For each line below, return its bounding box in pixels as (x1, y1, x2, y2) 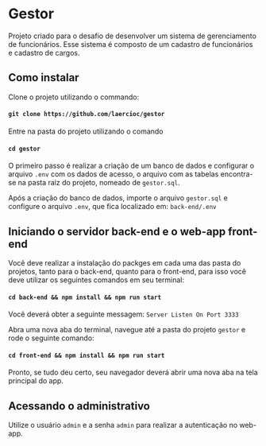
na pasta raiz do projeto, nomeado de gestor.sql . (17, 178, 180, 188)
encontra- (220, 169, 253, 179)
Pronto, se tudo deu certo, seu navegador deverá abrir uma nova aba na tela (8, 367, 258, 378)
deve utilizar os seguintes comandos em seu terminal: (8, 275, 185, 285)
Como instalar (8, 71, 79, 84)
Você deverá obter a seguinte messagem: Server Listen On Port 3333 (8, 309, 240, 319)
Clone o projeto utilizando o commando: (8, 92, 140, 102)
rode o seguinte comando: (8, 333, 94, 343)
